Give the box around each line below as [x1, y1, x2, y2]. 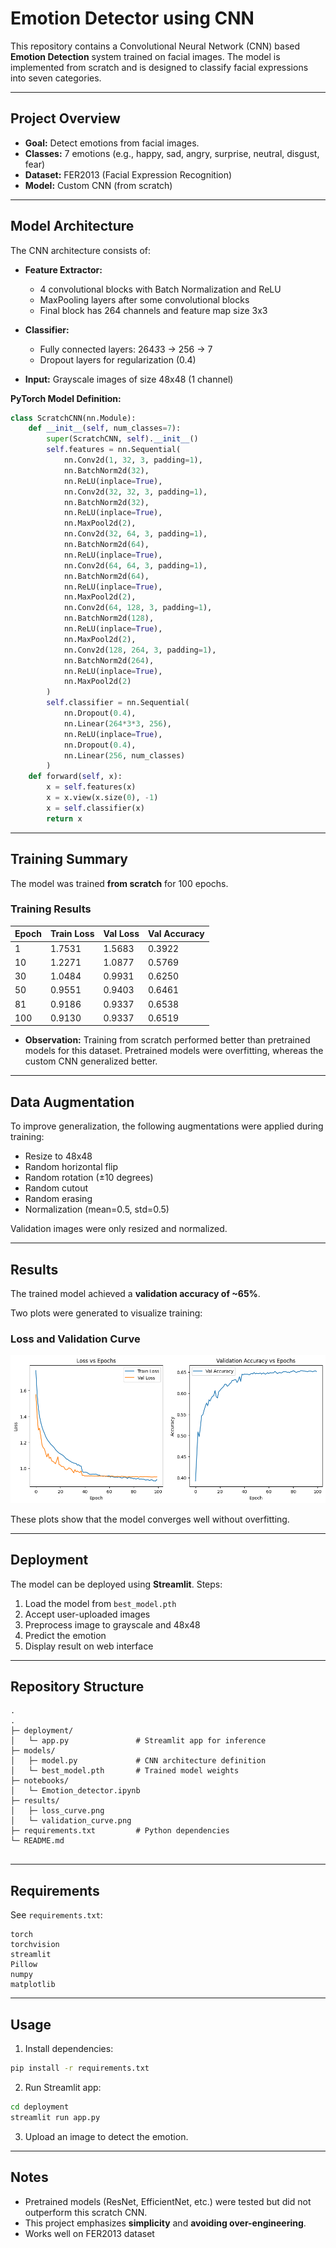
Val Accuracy [148, 928, 205, 940]
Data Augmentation [10, 1093, 135, 1111]
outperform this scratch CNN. [24, 2206, 148, 2218]
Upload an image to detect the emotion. [24, 2130, 189, 2142]
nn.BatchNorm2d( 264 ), [63, 655, 155, 666]
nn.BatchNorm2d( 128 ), [63, 613, 155, 624]
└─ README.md [10, 1836, 65, 1846]
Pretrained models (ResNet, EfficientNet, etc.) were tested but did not [24, 2195, 312, 2207]
